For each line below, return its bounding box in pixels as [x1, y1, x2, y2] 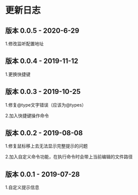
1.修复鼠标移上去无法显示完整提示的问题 [5, 143, 88, 149]
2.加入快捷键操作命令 [5, 112, 49, 119]
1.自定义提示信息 [5, 184, 39, 190]
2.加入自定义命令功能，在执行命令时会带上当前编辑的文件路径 [5, 154, 133, 160]
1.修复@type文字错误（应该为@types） [5, 102, 87, 108]
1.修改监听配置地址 [5, 41, 44, 46]
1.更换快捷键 [5, 71, 31, 77]
